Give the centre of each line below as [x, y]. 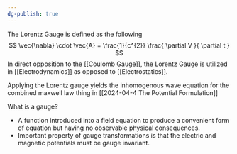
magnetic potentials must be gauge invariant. [84, 143]
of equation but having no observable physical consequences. [109, 128]
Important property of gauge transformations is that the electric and [117, 135]
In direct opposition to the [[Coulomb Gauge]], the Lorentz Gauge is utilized [117, 64]
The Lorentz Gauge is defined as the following [75, 34]
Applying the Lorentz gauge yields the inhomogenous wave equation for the [118, 85]
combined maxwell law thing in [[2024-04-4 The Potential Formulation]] [113, 92]
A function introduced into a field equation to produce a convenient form [123, 120]
